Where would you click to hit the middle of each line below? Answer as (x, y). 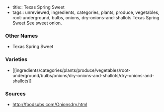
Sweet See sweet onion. (37, 23)
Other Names (22, 36)
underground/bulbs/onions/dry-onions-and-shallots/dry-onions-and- (83, 75)
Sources (15, 94)
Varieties (16, 59)
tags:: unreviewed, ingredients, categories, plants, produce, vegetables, (86, 12)
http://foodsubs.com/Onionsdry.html (50, 104)
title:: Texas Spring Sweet (38, 7)
